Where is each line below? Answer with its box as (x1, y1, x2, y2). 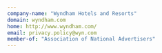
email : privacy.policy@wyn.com (7, 29, 97, 36)
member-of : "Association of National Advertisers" (7, 36, 156, 43)
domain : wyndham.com (7, 17, 67, 23)
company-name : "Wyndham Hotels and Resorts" (7, 10, 137, 17)
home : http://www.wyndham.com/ (7, 23, 97, 30)
